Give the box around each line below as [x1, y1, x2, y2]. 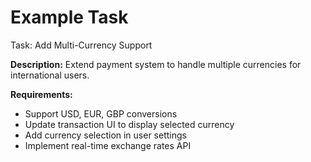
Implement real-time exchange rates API [24, 139, 192, 151]
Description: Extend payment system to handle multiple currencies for [10, 58, 302, 70]
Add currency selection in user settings [24, 129, 187, 141]
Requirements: [10, 88, 73, 100]
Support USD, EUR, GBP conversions [24, 107, 178, 120]
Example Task [10, 6, 129, 29]
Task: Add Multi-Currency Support [10, 39, 153, 51]
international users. [10, 69, 90, 81]
